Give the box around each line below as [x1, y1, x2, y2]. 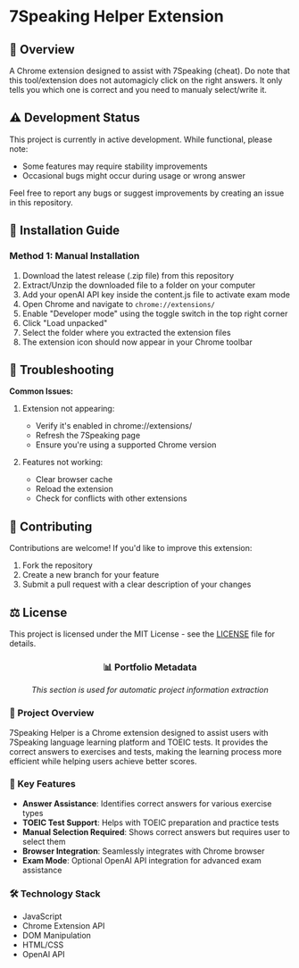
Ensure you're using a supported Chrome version [35, 439, 217, 450]
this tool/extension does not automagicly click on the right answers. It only [9, 75, 283, 86]
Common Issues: [9, 386, 74, 396]
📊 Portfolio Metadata [102, 661, 198, 673]
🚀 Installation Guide [9, 223, 120, 238]
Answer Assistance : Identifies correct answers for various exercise [21, 797, 272, 809]
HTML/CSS [21, 939, 64, 950]
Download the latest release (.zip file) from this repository [21, 270, 235, 280]
